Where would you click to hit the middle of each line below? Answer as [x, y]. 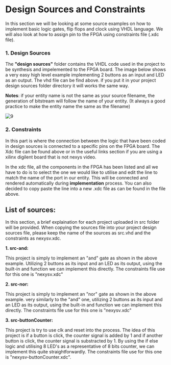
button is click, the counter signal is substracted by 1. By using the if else [82, 341]
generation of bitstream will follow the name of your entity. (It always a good [86, 101]
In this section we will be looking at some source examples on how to [78, 23]
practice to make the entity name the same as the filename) [68, 107]
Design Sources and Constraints [75, 9]
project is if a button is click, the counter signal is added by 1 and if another [84, 335]
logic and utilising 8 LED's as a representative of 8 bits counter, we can [80, 346]
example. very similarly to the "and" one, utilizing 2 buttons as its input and [84, 300]
